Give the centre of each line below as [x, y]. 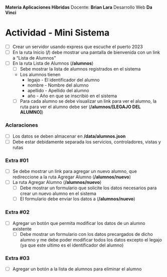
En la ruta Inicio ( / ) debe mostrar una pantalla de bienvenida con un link [86, 52]
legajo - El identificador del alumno [63, 80]
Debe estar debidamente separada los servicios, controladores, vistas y [87, 142]
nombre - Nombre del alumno [58, 85]
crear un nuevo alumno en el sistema [58, 194]
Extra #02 [18, 212]
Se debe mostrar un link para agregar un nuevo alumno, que [74, 171]
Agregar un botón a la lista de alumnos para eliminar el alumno [77, 269]
